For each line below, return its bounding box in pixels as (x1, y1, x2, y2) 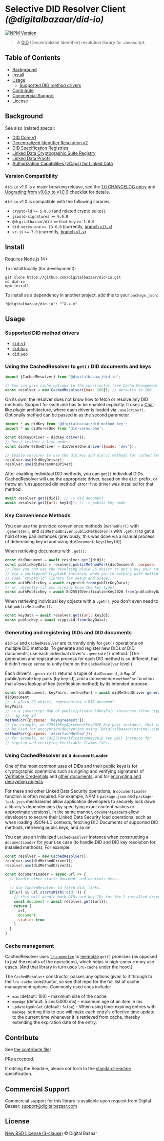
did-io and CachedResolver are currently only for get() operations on (5, 640, 143, 646)
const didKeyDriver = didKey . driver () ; (5, 435, 86, 440)
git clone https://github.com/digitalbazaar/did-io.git (5, 275, 121, 280)
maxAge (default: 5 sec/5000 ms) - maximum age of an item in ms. (12, 999, 144, 1004)
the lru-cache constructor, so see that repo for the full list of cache (5, 979, 140, 984)
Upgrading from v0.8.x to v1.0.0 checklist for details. (5, 189, 110, 195)
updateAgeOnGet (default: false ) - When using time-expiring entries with (12, 1004, 156, 1010)
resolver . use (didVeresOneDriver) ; (5, 462, 76, 467)
